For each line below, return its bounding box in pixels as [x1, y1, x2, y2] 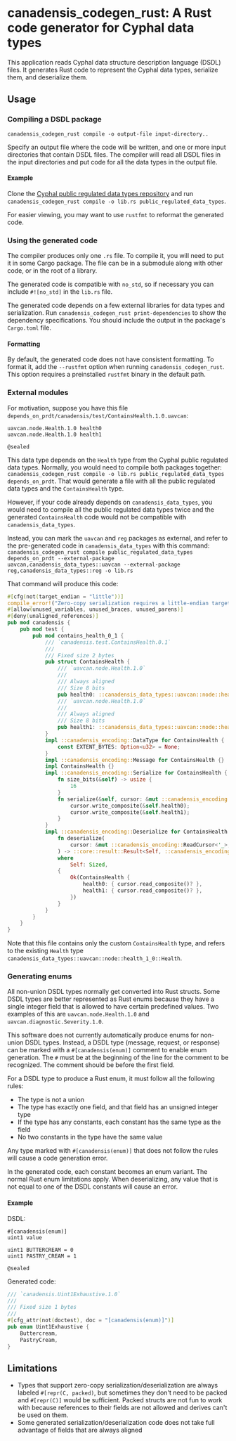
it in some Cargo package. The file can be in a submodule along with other [7, 259, 223, 268]
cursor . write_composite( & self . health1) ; [70, 808, 190, 816]
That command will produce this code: [7, 579, 119, 588]
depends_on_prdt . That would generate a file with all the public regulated [7, 477, 216, 485]
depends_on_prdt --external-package [7, 555, 114, 562]
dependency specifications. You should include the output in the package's [7, 316, 226, 325]
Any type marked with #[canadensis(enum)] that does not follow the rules [7, 1146, 219, 1155]
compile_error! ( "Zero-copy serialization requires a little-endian [7, 600, 209, 607]
